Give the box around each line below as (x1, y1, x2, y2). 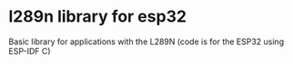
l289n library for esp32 (8, 6, 187, 27)
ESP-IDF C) (8, 45, 51, 56)
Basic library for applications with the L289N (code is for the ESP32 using (8, 36, 284, 47)
